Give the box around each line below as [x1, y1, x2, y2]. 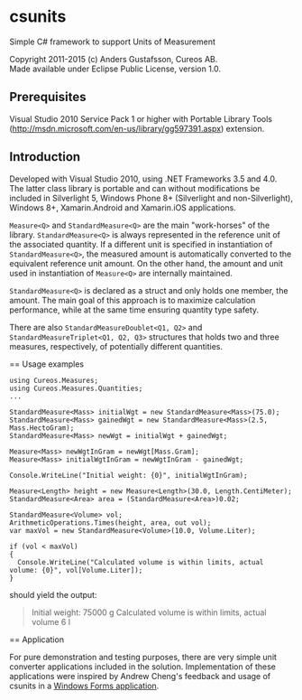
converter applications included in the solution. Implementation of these [9, 661, 277, 672]
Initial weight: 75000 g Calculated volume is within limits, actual [31, 607, 267, 618]
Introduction [9, 149, 81, 164]
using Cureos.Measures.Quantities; [9, 384, 143, 393]
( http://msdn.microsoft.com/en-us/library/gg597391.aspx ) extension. [9, 123, 265, 134]
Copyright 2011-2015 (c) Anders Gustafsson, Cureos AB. [9, 53, 218, 64]
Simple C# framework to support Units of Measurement [9, 36, 216, 47]
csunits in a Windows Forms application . [9, 680, 160, 691]
